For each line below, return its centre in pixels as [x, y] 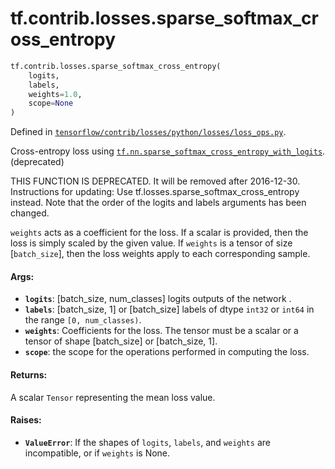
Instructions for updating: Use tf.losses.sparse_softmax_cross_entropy [155, 192]
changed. [30, 213]
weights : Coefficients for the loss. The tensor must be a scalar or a [161, 331]
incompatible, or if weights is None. [97, 453]
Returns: [29, 374]
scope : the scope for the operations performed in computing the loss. [167, 352]
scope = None [51, 103]
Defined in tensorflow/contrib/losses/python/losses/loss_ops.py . [148, 132]
